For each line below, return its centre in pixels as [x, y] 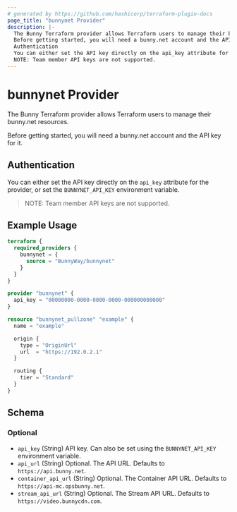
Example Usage [42, 225]
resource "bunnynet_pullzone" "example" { [71, 319]
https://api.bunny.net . [52, 470]
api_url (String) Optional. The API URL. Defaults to [91, 463]
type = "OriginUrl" [49, 345]
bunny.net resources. [38, 121]
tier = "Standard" [47, 378]
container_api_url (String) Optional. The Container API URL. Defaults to [122, 478]
